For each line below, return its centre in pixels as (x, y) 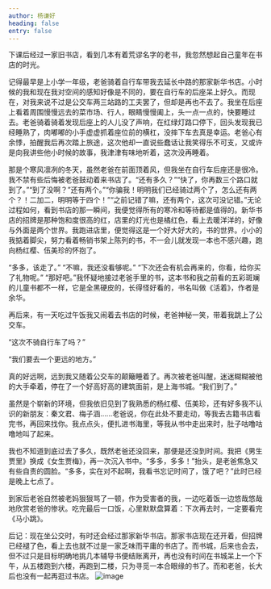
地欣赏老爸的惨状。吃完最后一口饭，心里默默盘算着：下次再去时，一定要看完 (135, 508)
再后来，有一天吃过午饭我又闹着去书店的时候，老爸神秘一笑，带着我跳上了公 (135, 315)
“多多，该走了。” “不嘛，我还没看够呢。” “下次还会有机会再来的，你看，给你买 (135, 268)
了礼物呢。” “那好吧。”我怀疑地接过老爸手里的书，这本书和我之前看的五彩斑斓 (134, 278)
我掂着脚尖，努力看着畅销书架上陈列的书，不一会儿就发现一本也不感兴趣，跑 (135, 240)
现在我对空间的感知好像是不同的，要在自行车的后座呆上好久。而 (142, 92)
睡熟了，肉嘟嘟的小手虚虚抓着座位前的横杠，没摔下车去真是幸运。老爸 (131, 132)
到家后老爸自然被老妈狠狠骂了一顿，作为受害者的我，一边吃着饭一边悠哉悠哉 (135, 499)
